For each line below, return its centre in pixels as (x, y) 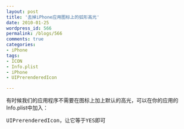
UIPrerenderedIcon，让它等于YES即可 (56, 121)
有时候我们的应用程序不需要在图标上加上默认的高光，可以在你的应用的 (92, 101)
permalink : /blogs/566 (34, 34)
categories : (21, 45)
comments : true (25, 39)
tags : (13, 56)
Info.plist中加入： (27, 108)
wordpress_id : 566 (29, 28)
